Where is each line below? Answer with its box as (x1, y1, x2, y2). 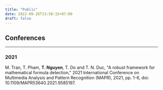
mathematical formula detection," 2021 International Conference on (5, 70, 139, 76)
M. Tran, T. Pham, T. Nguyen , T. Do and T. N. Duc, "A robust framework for (5, 64, 155, 70)
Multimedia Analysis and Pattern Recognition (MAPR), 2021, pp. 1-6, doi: (5, 75, 149, 81)
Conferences (5, 34, 46, 42)
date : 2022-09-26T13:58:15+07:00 (5, 12, 73, 16)
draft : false (5, 16, 32, 21)
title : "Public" (5, 7, 38, 12)
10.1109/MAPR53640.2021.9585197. (5, 80, 76, 86)
